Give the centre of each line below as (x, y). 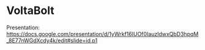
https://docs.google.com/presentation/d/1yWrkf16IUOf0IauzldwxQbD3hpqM (102, 34)
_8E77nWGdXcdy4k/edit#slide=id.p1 (52, 40)
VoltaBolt (30, 11)
